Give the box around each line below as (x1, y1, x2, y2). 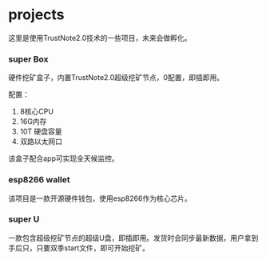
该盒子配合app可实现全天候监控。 (8, 154, 120, 163)
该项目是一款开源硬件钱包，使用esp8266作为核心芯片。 (8, 194, 192, 203)
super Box (8, 54, 49, 65)
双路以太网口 (19, 137, 62, 146)
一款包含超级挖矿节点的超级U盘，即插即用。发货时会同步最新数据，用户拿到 (8, 233, 259, 242)
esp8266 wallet (8, 174, 70, 186)
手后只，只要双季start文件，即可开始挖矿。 (8, 242, 149, 253)
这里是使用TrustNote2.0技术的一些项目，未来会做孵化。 (8, 33, 192, 42)
